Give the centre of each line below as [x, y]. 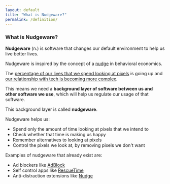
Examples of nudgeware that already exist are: [54, 155]
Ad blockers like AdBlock [39, 165]
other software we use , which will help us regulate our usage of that [77, 94]
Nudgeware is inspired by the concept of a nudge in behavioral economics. [84, 64]
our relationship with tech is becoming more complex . [61, 79]
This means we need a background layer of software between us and [79, 88]
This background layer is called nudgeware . [52, 109]
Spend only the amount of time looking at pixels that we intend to [80, 129]
